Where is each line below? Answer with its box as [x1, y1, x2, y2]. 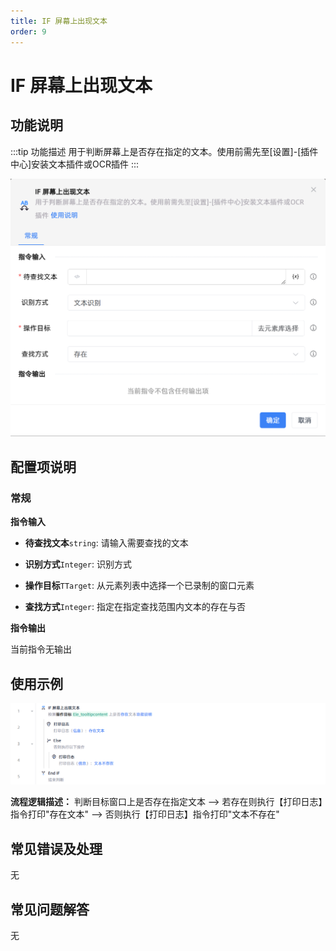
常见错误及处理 [10, 840, 103, 857]
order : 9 [10, 26, 47, 37]
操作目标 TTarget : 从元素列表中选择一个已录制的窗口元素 [24, 580, 255, 592]
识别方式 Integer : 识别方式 [24, 558, 132, 570]
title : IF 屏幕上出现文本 [10, 16, 108, 26]
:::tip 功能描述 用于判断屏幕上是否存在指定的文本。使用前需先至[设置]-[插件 [10, 145, 319, 157]
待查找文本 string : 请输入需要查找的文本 [24, 537, 189, 549]
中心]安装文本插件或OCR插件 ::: [10, 158, 140, 170]
